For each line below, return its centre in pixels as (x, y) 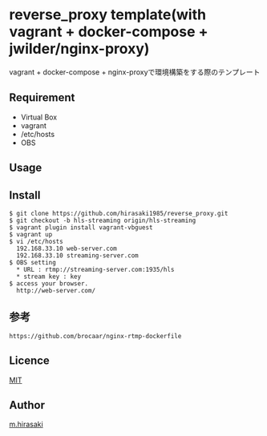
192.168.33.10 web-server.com (67, 248)
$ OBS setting (33, 262)
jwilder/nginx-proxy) (79, 49)
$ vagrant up (31, 234)
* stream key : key (49, 277)
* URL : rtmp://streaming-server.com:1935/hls (95, 269)
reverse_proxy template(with (108, 15)
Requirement (42, 98)
